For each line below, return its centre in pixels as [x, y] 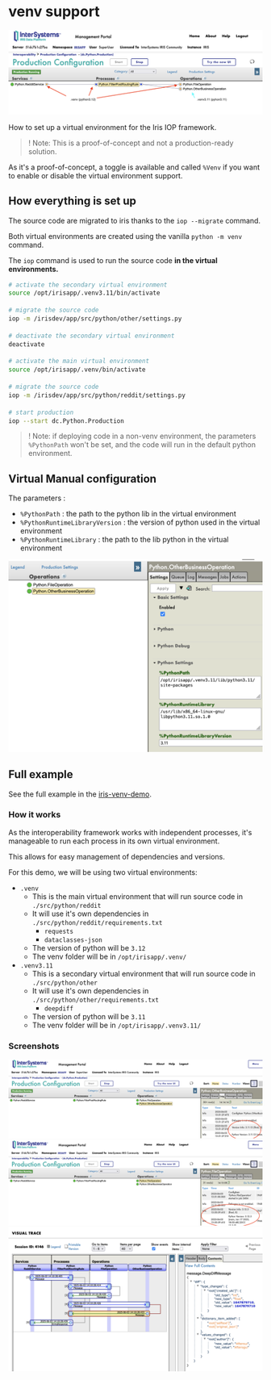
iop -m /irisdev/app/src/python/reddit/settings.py [97, 395]
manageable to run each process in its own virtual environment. [114, 841]
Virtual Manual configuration [83, 479]
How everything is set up [73, 201]
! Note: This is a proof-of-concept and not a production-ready [131, 143]
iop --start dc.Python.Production [67, 421]
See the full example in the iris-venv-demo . [80, 794]
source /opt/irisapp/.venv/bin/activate [77, 370]
